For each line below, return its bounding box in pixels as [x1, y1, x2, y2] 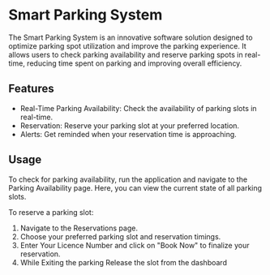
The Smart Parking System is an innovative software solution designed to [8, 32, 253, 42]
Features [8, 82, 54, 96]
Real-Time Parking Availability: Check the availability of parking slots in [19, 103, 257, 113]
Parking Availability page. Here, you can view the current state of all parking [8, 183, 262, 192]
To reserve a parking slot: [8, 207, 94, 217]
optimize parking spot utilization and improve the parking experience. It [8, 41, 246, 50]
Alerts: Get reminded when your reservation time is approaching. [19, 129, 237, 139]
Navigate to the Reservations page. [19, 223, 138, 233]
